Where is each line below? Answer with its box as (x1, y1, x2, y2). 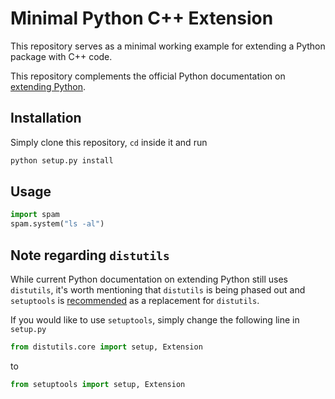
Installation (10, 110, 82, 127)
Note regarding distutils (10, 247, 170, 264)
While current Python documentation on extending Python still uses (10, 273, 288, 285)
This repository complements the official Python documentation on (10, 70, 286, 82)
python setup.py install (10, 155, 114, 166)
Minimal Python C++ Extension (10, 7, 274, 30)
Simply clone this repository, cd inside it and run (10, 136, 208, 148)
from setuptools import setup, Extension (10, 379, 186, 389)
